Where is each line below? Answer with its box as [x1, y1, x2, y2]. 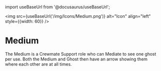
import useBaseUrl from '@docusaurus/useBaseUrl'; [5, 4, 110, 10]
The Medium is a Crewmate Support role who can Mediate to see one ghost [5, 51, 157, 57]
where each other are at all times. [5, 61, 72, 67]
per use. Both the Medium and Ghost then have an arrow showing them [5, 56, 148, 62]
